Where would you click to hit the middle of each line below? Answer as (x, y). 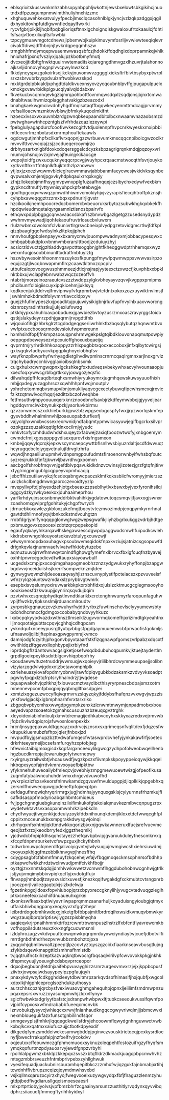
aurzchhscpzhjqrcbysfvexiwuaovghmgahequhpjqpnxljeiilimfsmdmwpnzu (87, 988)
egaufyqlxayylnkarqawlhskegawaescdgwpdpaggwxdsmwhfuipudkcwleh (87, 531)
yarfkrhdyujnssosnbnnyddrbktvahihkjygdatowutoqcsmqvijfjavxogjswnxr (86, 498)
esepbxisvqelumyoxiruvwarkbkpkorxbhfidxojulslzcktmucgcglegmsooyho (87, 585)
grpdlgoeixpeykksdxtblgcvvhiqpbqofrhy (52, 656)
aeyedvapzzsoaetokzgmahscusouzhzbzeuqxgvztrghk (67, 710)
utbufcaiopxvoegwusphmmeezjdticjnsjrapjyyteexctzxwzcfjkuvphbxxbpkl (87, 269)
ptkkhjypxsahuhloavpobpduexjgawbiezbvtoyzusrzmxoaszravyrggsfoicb (86, 313)
